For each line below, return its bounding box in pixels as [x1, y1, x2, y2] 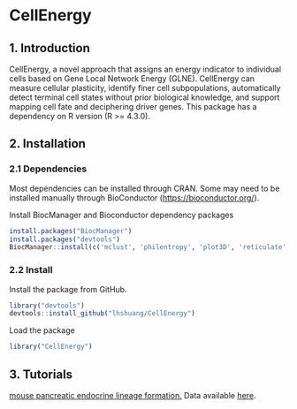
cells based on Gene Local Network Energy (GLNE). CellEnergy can [9, 73, 255, 84]
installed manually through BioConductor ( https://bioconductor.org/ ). [9, 192, 260, 203]
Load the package [9, 325, 75, 336]
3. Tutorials [9, 367, 73, 382]
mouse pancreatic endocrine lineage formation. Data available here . [9, 390, 256, 401]
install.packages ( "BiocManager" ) [9, 226, 133, 235]
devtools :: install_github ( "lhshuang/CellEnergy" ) [9, 309, 196, 318]
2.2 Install [9, 264, 53, 276]
